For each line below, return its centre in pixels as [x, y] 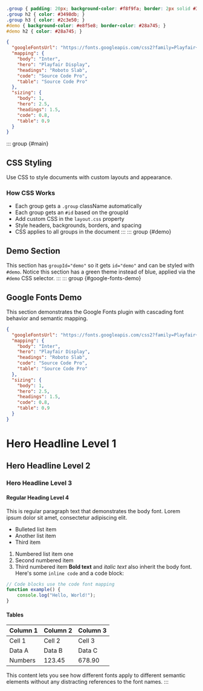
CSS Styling [29, 162]
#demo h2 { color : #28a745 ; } [44, 31]
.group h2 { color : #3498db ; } [46, 14]
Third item [28, 542]
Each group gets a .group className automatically [78, 206]
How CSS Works [31, 192]
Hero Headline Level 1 [61, 444]
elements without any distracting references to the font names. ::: [88, 682]
